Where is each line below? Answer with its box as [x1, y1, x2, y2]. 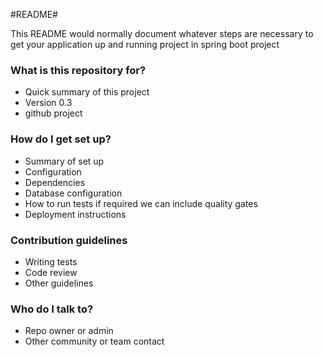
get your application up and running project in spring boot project [10, 39, 280, 50]
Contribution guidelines [10, 233, 128, 247]
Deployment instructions [24, 208, 127, 220]
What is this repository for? [10, 63, 147, 77]
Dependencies [24, 176, 86, 188]
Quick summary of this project [24, 86, 150, 98]
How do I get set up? [10, 132, 112, 146]
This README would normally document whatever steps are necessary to [10, 28, 314, 39]
